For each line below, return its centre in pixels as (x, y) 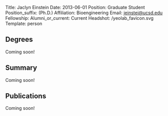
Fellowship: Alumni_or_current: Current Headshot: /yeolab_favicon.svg (79, 18)
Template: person (24, 23)
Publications (26, 96)
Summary (21, 68)
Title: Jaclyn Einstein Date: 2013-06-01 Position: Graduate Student (75, 7)
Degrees (19, 39)
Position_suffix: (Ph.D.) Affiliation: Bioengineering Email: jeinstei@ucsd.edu (84, 13)
